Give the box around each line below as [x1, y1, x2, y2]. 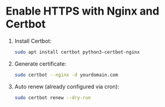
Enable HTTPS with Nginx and [5, 4, 160, 18]
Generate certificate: [14, 60, 67, 67]
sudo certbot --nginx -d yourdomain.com [14, 72, 118, 78]
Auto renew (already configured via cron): [14, 83, 120, 90]
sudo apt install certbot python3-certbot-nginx [14, 49, 140, 55]
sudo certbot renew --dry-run [14, 94, 92, 101]
